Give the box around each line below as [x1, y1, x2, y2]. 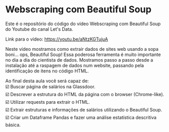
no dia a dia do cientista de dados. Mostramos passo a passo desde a [5, 56, 153, 63]
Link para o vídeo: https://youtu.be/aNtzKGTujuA [5, 36, 108, 42]
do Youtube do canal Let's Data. [5, 26, 73, 32]
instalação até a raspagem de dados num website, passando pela [5, 62, 144, 68]
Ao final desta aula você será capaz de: [5, 78, 89, 84]
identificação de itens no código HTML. [5, 68, 89, 74]
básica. [5, 122, 21, 128]
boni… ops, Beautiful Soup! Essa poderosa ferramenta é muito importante [5, 51, 161, 58]
